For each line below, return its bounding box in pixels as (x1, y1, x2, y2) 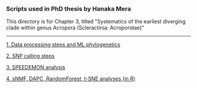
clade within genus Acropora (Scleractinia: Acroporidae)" (6, 24, 145, 31)
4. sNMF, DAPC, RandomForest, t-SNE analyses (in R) (6, 75, 136, 82)
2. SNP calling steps (6, 52, 55, 60)
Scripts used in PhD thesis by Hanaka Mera (6, 5, 131, 13)
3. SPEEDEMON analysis (6, 64, 66, 71)
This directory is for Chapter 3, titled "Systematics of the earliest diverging (6, 18, 186, 25)
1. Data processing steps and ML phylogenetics (6, 41, 121, 48)
